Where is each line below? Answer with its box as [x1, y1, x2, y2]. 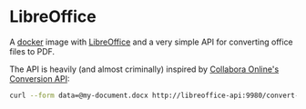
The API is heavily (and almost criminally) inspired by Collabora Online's [9, 64, 280, 74]
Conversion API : [9, 73, 70, 84]
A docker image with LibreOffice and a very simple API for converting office [9, 36, 293, 47]
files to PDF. [9, 45, 56, 56]
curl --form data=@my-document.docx [9, 91, 148, 100]
